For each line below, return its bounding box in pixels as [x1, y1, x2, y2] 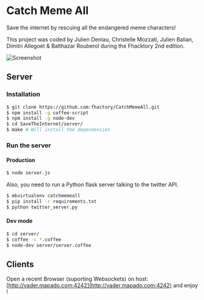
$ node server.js [6, 170, 51, 176]
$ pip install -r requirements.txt [6, 198, 97, 205]
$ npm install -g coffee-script [6, 109, 89, 116]
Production [6, 156, 35, 164]
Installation [6, 90, 41, 98]
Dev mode [6, 218, 33, 225]
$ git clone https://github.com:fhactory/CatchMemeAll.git [6, 104, 160, 110]
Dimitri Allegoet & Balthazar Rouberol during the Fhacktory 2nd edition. [6, 42, 185, 49]
